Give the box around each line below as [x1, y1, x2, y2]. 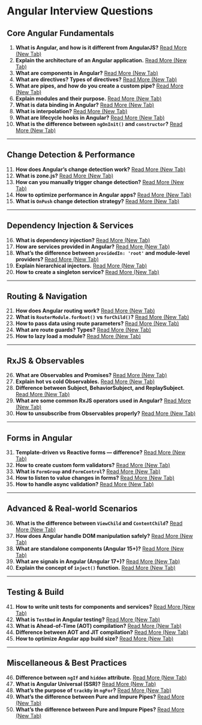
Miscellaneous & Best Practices [7, 658, 128, 668]
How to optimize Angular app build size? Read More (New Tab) [15, 634, 174, 642]
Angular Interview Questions [7, 4, 153, 18]
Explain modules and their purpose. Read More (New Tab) [15, 95, 162, 102]
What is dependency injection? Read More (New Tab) [15, 236, 150, 243]
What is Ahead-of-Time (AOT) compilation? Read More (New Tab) [15, 622, 182, 629]
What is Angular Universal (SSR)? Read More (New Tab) [15, 680, 156, 687]
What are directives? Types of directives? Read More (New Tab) [15, 76, 177, 83]
